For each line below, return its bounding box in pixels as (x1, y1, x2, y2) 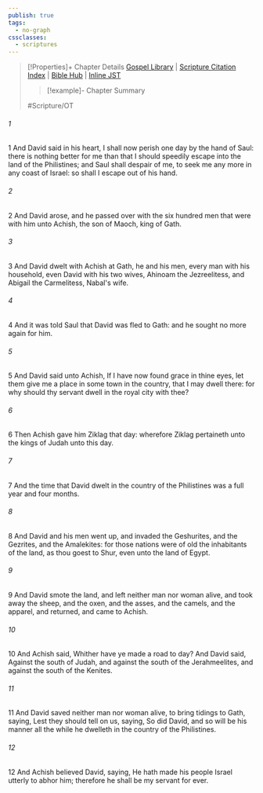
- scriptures (15, 41, 58, 49)
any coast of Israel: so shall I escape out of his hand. (8, 168, 178, 177)
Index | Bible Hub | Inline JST (27, 71, 121, 80)
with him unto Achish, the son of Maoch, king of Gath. (8, 219, 182, 228)
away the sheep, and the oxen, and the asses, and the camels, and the (8, 598, 236, 608)
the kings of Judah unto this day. (8, 438, 114, 448)
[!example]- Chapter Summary (46, 86, 146, 95)
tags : (8, 19, 26, 27)
